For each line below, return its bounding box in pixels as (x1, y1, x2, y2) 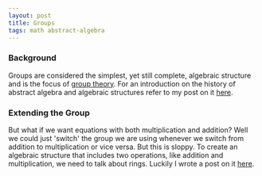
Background (8, 52, 57, 63)
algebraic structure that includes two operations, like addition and (8, 150, 224, 159)
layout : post (8, 11, 52, 20)
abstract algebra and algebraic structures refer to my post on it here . (8, 87, 233, 97)
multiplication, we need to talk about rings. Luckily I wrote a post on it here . (8, 159, 255, 168)
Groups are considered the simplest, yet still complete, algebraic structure (8, 71, 252, 80)
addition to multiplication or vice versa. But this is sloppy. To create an (8, 142, 238, 151)
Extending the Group (8, 107, 90, 118)
